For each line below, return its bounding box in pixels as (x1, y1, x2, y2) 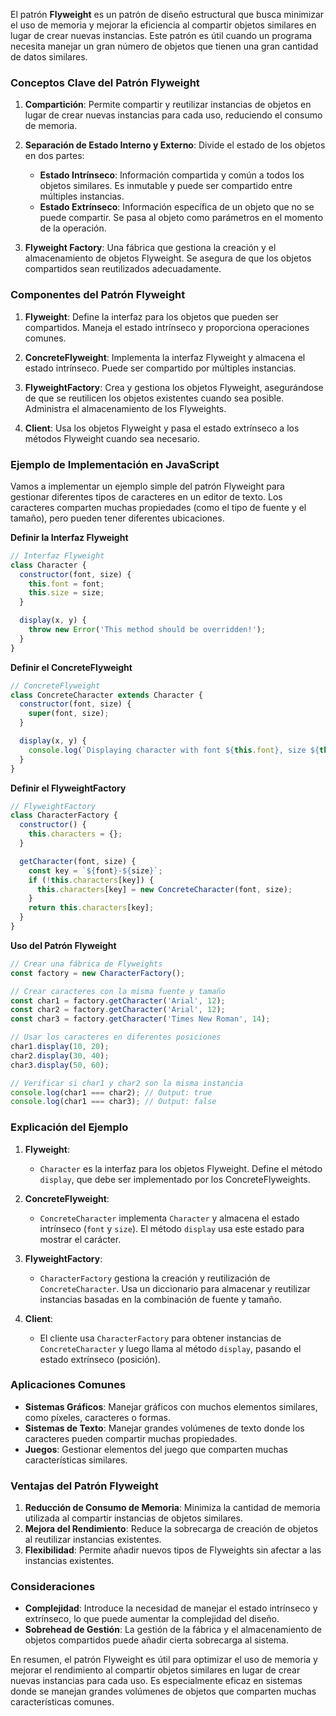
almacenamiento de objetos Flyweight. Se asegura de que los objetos (24, 252, 312, 264)
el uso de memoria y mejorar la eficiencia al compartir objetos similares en (10, 19, 317, 31)
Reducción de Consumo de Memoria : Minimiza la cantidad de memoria (24, 1502, 321, 1514)
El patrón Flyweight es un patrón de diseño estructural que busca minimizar (10, 9, 325, 20)
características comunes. (10, 1696, 115, 1708)
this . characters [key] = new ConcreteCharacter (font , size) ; (36, 884, 293, 894)
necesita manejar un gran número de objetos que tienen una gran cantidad (10, 40, 319, 52)
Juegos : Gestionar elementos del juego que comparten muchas (24, 1443, 288, 1455)
